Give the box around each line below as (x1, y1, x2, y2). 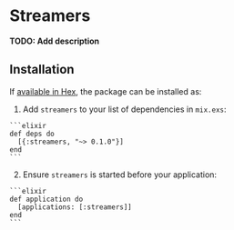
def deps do (9, 129, 55, 138)
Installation (9, 62, 75, 77)
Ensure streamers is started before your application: (22, 169, 217, 180)
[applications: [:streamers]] (17, 202, 132, 212)
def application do (9, 195, 84, 204)
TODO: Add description (9, 35, 100, 46)
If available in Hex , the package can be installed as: (9, 85, 202, 96)
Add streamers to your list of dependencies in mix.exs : (22, 104, 227, 115)
